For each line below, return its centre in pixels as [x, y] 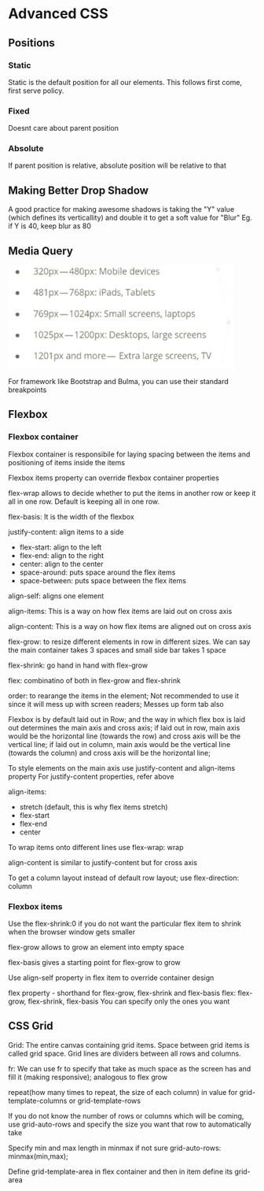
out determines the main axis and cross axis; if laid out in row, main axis [124, 727]
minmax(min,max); [38, 1156]
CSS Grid [31, 1026]
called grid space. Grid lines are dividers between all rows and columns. [125, 1053]
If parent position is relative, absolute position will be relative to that [117, 165]
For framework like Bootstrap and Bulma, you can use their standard [119, 382]
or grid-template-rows [105, 1100]
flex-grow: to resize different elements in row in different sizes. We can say [129, 642]
